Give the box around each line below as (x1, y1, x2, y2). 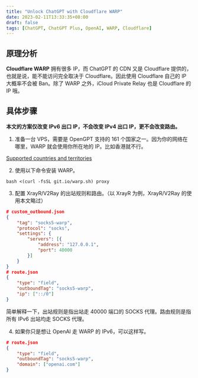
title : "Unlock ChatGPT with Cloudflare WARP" (6, 8, 123, 15)
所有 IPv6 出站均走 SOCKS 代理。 (6, 315, 87, 322)
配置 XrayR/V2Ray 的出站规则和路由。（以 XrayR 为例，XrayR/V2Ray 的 (14, 189, 187, 196)
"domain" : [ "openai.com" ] (17, 361, 81, 367)
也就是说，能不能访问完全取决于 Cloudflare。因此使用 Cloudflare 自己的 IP (6, 73, 187, 80)
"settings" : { (17, 231, 51, 236)
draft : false (6, 19, 38, 25)
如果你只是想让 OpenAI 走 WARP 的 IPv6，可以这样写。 (14, 328, 150, 335)
